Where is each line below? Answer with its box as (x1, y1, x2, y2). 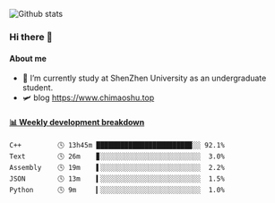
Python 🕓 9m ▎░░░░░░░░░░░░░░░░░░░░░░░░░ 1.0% (9, 186, 226, 195)
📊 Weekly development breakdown (9, 116, 145, 127)
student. (21, 82, 54, 93)
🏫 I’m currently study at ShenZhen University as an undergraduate (21, 72, 267, 84)
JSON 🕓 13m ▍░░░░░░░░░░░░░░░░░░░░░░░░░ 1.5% (9, 174, 226, 183)
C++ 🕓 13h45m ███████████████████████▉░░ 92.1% (9, 141, 226, 150)
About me (9, 53, 47, 63)
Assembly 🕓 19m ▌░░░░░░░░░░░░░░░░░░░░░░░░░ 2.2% (9, 164, 226, 173)
